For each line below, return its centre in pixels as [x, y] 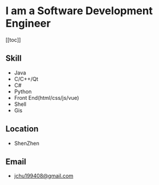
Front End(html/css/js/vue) [46, 98]
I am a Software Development [79, 11]
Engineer [28, 23]
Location [22, 129]
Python [23, 91]
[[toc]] [13, 40]
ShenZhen [27, 143]
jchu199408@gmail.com [44, 176]
